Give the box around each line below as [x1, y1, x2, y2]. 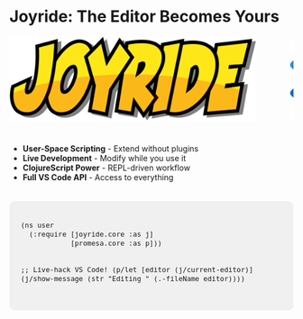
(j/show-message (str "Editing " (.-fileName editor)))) [21, 274, 245, 283]
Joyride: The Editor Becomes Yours [9, 6, 280, 27]
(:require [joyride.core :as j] [28, 230, 154, 240]
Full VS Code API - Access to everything [22, 171, 174, 182]
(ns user [21, 221, 54, 231]
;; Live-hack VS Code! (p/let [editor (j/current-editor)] [21, 265, 254, 274]
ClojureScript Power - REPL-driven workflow [22, 162, 191, 173]
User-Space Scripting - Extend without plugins [22, 142, 199, 154]
